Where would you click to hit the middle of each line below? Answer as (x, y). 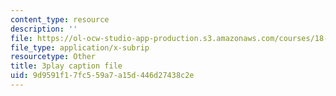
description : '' (44, 29)
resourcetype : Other (53, 57)
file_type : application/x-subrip (80, 47)
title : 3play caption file (66, 66)
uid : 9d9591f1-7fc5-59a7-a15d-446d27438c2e (102, 76)
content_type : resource (60, 19)
